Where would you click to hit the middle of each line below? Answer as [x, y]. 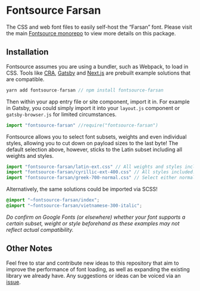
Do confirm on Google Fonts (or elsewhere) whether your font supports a [96, 217]
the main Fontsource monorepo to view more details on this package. [91, 33]
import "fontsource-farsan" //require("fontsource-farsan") [82, 125]
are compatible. [25, 79]
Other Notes [29, 249]
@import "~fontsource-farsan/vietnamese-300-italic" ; [74, 206]
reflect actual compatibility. [40, 229]
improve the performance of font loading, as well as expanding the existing [98, 269]
